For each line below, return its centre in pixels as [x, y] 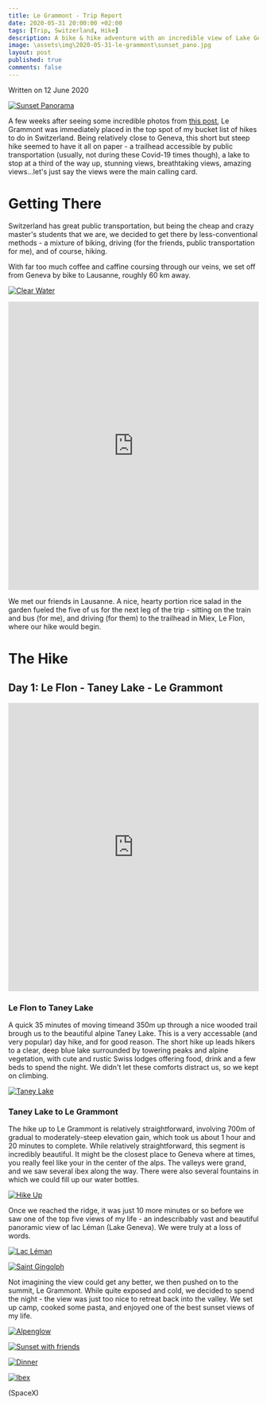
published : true [35, 60]
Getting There [55, 203]
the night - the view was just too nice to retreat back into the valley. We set [130, 1299]
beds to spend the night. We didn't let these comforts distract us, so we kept [133, 1067]
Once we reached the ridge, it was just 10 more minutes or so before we [126, 1211]
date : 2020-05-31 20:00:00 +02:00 [66, 23]
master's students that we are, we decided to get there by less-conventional [133, 234]
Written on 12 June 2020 [48, 90]
